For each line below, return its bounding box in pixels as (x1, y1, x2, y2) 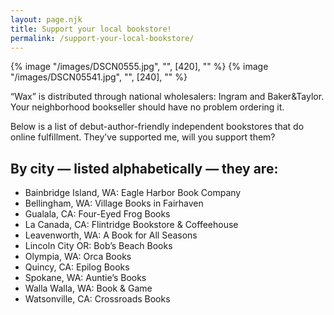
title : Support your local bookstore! (10, 24, 172, 34)
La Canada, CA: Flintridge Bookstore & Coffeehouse (24, 219, 239, 231)
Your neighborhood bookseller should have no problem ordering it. (10, 101, 285, 113)
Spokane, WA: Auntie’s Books (24, 272, 147, 284)
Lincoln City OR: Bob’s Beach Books (24, 240, 173, 252)
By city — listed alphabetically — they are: (10, 160, 279, 177)
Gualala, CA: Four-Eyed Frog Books (24, 208, 171, 220)
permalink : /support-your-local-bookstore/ (10, 33, 195, 43)
